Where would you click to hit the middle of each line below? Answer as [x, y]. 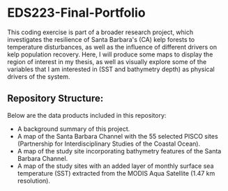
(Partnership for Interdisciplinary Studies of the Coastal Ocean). [109, 144]
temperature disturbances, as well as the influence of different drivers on [112, 47]
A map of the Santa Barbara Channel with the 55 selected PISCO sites [117, 136]
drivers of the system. [39, 76]
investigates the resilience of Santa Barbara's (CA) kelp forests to [101, 39]
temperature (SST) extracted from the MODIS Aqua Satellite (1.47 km [116, 173]
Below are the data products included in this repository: [87, 115]
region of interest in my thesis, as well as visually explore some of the [107, 61]
